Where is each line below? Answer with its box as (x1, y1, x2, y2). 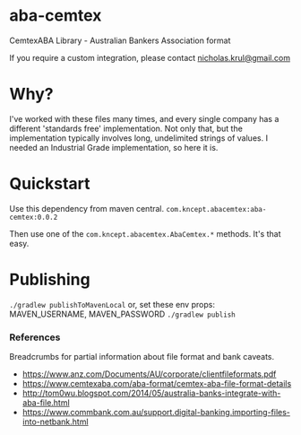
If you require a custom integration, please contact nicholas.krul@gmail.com (9, 52, 291, 63)
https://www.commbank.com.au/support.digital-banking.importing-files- (21, 407, 291, 418)
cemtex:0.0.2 (9, 213, 58, 222)
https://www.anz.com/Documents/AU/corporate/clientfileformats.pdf (21, 369, 277, 379)
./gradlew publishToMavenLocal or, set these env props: (9, 299, 215, 309)
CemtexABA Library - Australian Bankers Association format (9, 35, 231, 46)
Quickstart (9, 174, 91, 194)
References (9, 331, 61, 344)
